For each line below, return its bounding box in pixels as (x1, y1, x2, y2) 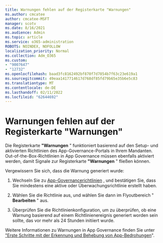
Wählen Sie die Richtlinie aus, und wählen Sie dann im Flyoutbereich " (12, 192, 154, 198)
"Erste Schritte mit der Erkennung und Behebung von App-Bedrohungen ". (5, 233, 155, 239)
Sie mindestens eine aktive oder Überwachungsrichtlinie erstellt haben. (12, 183, 157, 189)
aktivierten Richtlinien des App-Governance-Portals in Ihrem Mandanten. (5, 148, 153, 154)
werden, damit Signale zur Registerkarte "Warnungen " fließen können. (5, 159, 151, 164)
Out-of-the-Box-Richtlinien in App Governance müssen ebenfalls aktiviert (5, 153, 154, 159)
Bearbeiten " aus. (12, 198, 49, 203)
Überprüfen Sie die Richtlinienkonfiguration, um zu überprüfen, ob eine (12, 207, 157, 213)
